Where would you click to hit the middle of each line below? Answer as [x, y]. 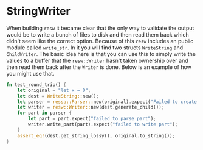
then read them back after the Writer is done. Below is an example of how [99, 67]
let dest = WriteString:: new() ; [58, 96]
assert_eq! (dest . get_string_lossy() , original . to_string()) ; [96, 135]
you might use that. [30, 73]
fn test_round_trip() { [36, 84]
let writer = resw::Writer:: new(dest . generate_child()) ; [91, 107]
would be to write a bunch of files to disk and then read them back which [98, 34]
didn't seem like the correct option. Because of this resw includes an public [100, 41]
